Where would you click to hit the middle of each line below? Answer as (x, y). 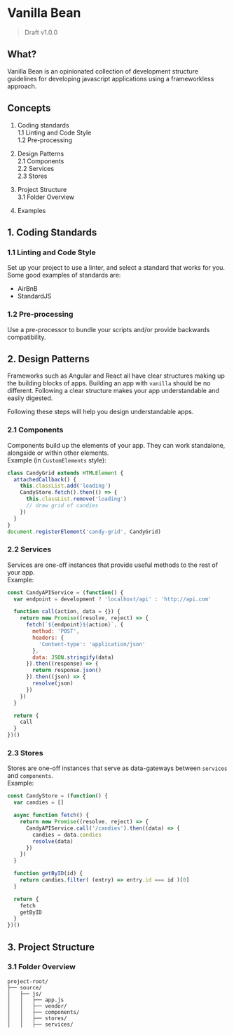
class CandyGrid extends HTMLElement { (66, 473)
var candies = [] (39, 803)
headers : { (48, 638)
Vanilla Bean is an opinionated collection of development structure (103, 71)
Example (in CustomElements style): (57, 460)
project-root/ (28, 981)
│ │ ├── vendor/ (37, 1006)
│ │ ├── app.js (36, 1000)
